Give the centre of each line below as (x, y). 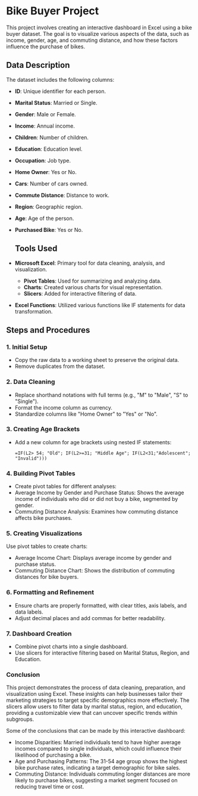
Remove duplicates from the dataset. (60, 366)
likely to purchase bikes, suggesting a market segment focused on (96, 780)
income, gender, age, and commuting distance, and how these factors (92, 40)
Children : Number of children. (52, 137)
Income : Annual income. (45, 126)
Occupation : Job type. (43, 160)
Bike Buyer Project (53, 11)
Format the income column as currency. (64, 407)
